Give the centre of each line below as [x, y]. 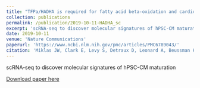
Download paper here [33, 78]
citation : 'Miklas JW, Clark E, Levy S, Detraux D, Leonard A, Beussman [98, 51]
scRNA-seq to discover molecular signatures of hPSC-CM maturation [91, 67]
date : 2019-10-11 [28, 34]
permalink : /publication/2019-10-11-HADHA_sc [63, 23]
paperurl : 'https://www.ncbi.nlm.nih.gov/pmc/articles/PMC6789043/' [93, 45]
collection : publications [38, 17]
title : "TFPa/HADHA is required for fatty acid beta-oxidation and [92, 12]
